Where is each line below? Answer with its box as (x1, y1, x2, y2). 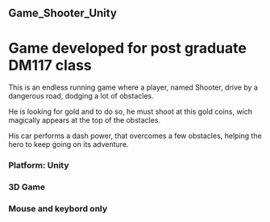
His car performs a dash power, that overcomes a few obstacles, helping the (8, 131, 262, 140)
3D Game (8, 182, 46, 193)
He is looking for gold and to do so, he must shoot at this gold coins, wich (8, 107, 252, 116)
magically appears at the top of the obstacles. (8, 115, 161, 125)
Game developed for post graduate (8, 39, 247, 57)
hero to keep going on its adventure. (8, 140, 129, 149)
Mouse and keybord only (8, 203, 108, 215)
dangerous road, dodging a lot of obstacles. (8, 91, 155, 101)
